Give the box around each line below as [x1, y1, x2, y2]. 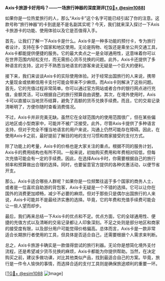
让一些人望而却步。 [5, 203, 44, 209]
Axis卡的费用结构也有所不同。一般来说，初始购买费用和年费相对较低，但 [5, 150, 152, 155]
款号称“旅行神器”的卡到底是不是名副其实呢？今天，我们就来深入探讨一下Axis [5, 22, 160, 27]
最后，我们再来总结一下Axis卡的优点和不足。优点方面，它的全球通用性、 [5, 214, 152, 219]
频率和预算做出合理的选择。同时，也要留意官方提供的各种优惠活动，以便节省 [5, 162, 160, 167]
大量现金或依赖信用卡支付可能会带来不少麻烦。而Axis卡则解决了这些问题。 [5, 79, 156, 85]
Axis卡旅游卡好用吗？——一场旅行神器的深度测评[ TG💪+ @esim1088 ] [5, 5, 146, 10]
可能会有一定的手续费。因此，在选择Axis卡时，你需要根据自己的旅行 [18, 156, 156, 161]
